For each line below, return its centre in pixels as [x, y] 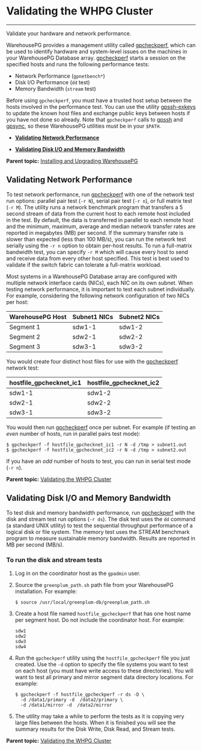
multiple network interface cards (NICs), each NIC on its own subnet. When [99, 283]
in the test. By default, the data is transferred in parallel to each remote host [100, 220]
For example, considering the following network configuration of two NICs [98, 296]
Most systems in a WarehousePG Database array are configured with [92, 276]
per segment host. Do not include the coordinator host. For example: [99, 620]
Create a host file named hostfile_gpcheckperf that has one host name [103, 613]
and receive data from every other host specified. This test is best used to [98, 258]
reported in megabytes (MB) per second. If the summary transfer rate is [95, 232]
